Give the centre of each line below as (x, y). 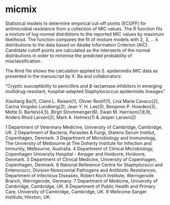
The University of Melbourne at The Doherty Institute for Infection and (79, 143)
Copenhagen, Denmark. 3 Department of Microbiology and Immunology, (81, 138)
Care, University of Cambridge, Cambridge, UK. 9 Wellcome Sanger (76, 191)
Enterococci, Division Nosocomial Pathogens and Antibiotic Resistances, (81, 170)
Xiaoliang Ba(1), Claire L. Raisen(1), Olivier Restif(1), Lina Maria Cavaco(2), (82, 101)
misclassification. (23, 61)
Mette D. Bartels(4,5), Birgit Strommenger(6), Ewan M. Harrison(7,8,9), (79, 112)
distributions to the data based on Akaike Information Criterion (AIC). (77, 45)
